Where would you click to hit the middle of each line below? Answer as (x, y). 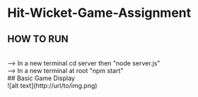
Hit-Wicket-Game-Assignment (99, 13)
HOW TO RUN (38, 39)
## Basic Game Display (41, 78)
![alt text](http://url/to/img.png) (52, 85)
